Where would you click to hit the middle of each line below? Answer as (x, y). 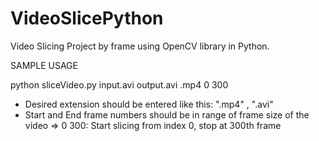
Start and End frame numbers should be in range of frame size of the (167, 114)
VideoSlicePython (87, 18)
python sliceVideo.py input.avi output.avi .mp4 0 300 (119, 84)
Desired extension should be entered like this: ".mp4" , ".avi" (149, 104)
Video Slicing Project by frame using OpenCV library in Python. (140, 46)
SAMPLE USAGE (44, 65)
